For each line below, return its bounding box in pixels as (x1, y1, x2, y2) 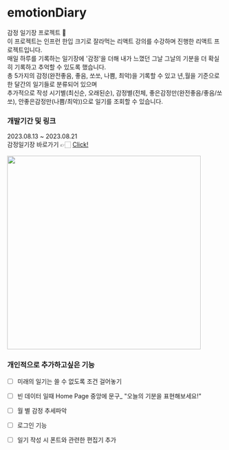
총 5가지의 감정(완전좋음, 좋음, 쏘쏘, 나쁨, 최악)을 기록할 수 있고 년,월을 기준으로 (7, 71, 220, 80)
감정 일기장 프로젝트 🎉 (7, 28, 67, 36)
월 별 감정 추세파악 (17, 406, 67, 414)
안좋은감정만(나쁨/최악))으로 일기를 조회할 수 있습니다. (18, 97, 164, 105)
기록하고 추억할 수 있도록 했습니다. (14, 63, 107, 71)
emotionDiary (7, 5, 87, 21)
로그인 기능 (17, 421, 47, 429)
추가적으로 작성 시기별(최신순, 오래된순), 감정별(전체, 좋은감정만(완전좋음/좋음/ (7, 88, 217, 97)
